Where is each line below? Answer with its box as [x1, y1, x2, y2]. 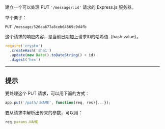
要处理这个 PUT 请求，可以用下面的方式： [5, 90, 90, 97]
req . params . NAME [5, 120, 38, 125]
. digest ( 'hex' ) [9, 57, 41, 62]
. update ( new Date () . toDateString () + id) [9, 52, 96, 57]
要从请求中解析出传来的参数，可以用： [5, 110, 82, 116]
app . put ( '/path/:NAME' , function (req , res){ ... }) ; [5, 100, 111, 105]
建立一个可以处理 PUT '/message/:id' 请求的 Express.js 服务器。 [5, 4, 136, 10]
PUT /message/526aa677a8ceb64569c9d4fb [5, 25, 87, 29]
